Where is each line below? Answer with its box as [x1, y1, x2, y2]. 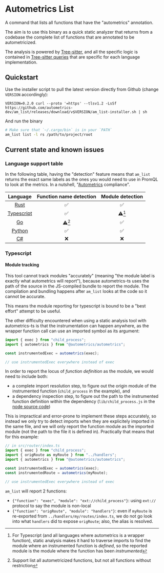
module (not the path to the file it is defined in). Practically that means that [5, 429, 155, 435]
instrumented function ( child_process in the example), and [12, 388, 130, 394]
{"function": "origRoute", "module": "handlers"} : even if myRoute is [12, 508, 152, 513]
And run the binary [5, 118, 43, 124]
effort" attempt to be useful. [5, 308, 61, 314]
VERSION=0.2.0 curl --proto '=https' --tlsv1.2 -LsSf [5, 101, 117, 106]
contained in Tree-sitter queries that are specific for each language [5, 54, 140, 60]
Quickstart [5, 73, 39, 82]
